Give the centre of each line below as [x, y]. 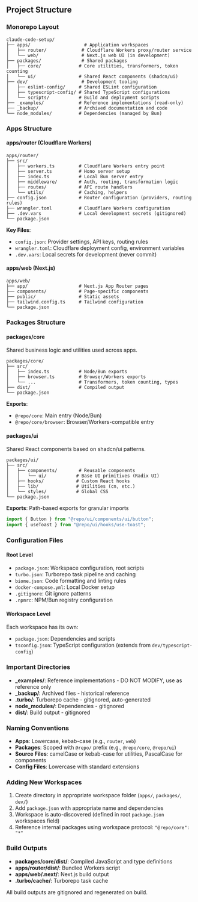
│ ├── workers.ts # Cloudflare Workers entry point [85, 166]
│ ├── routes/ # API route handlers [70, 187]
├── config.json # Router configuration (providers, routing [99, 198]
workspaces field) [37, 821]
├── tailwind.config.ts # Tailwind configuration [75, 302]
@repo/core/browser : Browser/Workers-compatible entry [84, 422]
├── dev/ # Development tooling [72, 82]
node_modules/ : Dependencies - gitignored [70, 706]
